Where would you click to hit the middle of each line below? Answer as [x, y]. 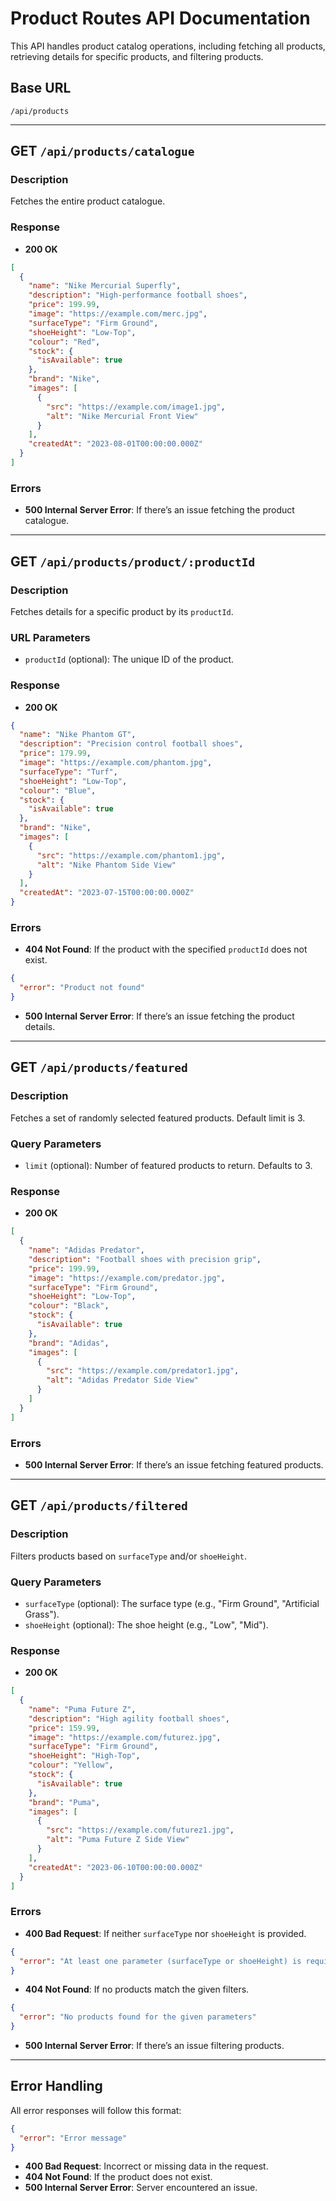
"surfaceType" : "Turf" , [68, 772]
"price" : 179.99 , [55, 753]
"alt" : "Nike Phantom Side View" [106, 865]
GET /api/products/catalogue [102, 151]
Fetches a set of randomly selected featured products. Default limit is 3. [158, 1118]
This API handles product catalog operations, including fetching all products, [168, 46]
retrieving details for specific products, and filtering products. [137, 56]
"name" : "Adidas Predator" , [86, 1250]
